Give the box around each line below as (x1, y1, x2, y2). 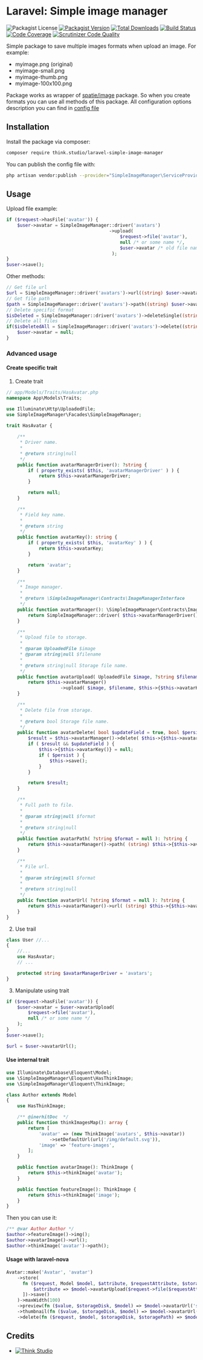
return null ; (28, 490, 61, 496)
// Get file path (6, 295, 50, 302)
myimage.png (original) (14, 60, 74, 68)
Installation (6, 122, 50, 132)
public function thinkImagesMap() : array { (17, 1120, 129, 1126)
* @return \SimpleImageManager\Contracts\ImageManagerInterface (19, 596, 185, 602)
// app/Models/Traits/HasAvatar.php (6, 389, 98, 395)
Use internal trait (6, 1056, 50, 1064)
